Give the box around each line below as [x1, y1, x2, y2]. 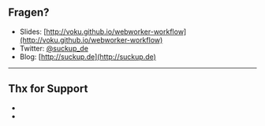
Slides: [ [19, 27, 47, 36]
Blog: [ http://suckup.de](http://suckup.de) [19, 52, 156, 61]
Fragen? [8, 6, 50, 20]
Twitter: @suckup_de [19, 43, 89, 53]
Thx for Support [8, 82, 88, 95]
